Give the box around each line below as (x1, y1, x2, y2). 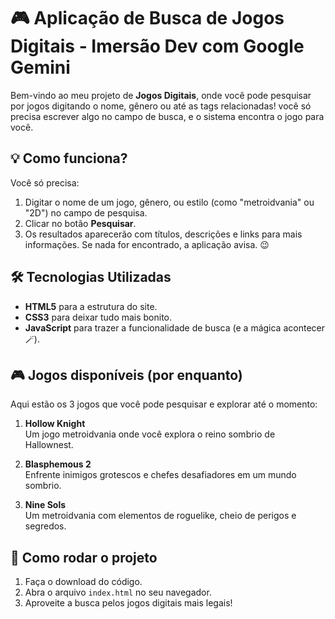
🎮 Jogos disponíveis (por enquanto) (10, 366, 243, 384)
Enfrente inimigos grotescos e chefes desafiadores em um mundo (24, 469, 297, 481)
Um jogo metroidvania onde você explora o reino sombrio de (24, 428, 276, 440)
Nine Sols (24, 499, 67, 511)
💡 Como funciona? (10, 150, 128, 167)
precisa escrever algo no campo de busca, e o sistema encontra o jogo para (10, 110, 325, 122)
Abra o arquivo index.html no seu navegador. (24, 586, 212, 599)
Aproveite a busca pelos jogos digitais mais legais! (24, 597, 233, 609)
